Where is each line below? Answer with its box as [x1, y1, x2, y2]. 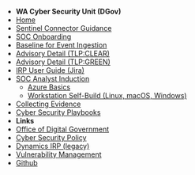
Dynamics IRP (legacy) [15, 142, 90, 150]
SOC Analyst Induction [15, 74, 90, 83]
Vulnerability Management [15, 150, 102, 159]
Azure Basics [27, 82, 71, 92]
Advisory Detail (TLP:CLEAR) [15, 49, 111, 58]
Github [15, 158, 38, 167]
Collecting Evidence [15, 99, 81, 108]
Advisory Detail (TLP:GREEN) [15, 57, 111, 67]
